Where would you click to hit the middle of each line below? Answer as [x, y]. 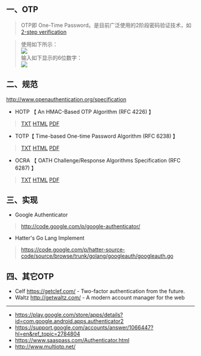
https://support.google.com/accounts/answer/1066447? [84, 328]
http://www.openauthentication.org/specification [66, 99]
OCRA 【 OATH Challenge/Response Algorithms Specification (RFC [98, 160]
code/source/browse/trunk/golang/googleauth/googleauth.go [97, 256]
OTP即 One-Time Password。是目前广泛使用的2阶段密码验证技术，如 [106, 25]
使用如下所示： [39, 44]
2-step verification [44, 32]
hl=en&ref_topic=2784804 [48, 334]
